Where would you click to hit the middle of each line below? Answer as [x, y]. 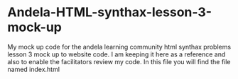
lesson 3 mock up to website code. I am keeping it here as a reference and [117, 54]
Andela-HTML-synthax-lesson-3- [109, 12]
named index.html [34, 69]
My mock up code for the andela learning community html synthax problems [119, 47]
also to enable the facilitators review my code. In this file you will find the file [119, 61]
